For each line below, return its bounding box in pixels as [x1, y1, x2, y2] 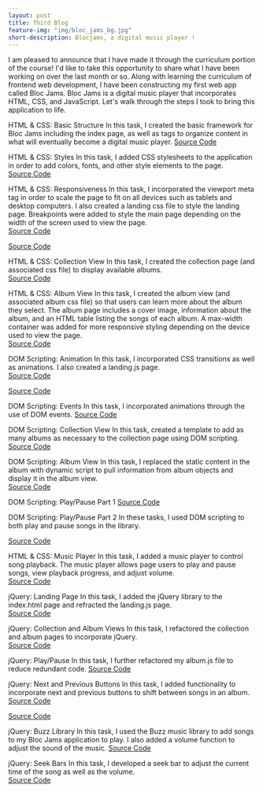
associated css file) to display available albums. [8, 265, 163, 275]
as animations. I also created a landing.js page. [8, 363, 161, 372]
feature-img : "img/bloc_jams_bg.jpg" [8, 26, 132, 34]
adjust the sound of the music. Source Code [8, 743, 151, 753]
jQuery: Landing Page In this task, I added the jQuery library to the [8, 592, 223, 601]
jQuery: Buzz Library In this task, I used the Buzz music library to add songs [8, 727, 254, 736]
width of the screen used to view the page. [8, 218, 147, 228]
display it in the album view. [8, 474, 98, 483]
